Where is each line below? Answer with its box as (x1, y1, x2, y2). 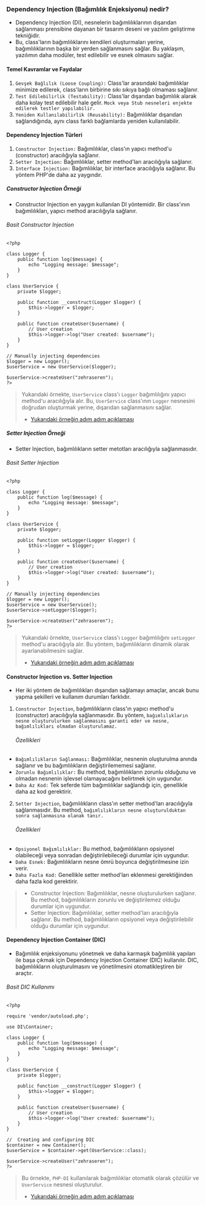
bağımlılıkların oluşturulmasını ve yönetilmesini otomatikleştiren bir (15, 963, 183, 970)
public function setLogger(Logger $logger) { (17, 537, 136, 543)
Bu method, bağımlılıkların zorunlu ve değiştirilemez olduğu (30, 896, 180, 903)
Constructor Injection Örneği (6, 185, 82, 192)
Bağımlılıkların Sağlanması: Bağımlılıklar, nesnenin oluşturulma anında (15, 755, 198, 763)
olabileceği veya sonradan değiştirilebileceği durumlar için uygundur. (15, 851, 190, 858)
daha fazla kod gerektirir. (15, 877, 79, 885)
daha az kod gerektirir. (15, 788, 72, 795)
